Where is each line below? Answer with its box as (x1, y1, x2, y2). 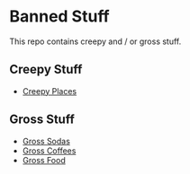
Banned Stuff (9, 6, 110, 27)
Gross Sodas (22, 135, 70, 146)
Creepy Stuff (9, 62, 83, 77)
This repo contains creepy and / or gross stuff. (9, 36, 182, 47)
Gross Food (22, 154, 66, 165)
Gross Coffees (22, 145, 77, 156)
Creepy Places (22, 85, 77, 96)
